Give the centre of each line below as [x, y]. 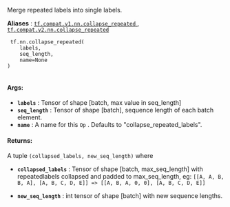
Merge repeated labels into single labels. [65, 10]
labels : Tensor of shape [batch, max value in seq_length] [99, 103]
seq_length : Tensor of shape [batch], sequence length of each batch [115, 110]
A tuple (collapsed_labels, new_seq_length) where [80, 156]
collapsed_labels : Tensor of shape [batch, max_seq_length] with [110, 169]
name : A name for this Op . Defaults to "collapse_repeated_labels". [109, 125]
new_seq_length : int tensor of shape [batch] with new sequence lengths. [119, 196]
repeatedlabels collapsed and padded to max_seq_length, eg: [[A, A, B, [121, 177]
